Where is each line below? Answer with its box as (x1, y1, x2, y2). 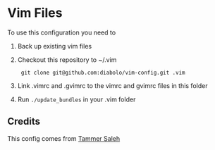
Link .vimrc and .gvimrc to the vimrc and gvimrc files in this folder (17, 81, 208, 89)
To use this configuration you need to (7, 28, 116, 37)
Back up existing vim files (17, 42, 92, 50)
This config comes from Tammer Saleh (7, 134, 121, 142)
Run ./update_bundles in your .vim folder (17, 95, 136, 104)
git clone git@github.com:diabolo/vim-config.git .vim (20, 69, 185, 76)
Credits (7, 115, 41, 127)
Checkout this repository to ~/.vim (17, 55, 117, 64)
